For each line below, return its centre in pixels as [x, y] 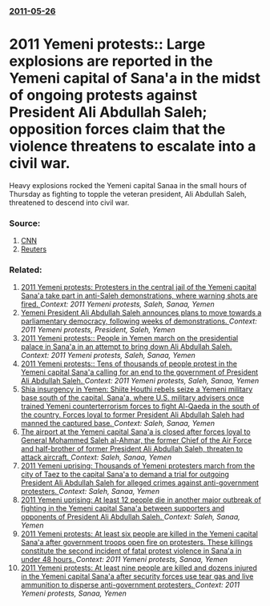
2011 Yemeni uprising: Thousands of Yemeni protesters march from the [138, 466]
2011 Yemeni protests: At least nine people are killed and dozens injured [139, 568]
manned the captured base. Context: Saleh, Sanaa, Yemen [118, 423]
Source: [25, 223]
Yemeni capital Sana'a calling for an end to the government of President [139, 372]
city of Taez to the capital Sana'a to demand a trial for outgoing [125, 475]
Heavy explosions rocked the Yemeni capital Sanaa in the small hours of [128, 185]
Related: [26, 270]
